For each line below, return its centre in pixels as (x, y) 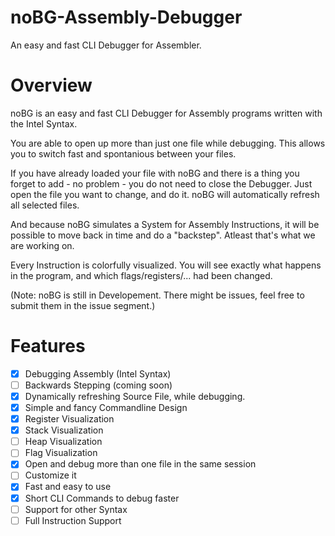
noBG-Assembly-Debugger (126, 17)
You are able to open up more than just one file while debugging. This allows (168, 143)
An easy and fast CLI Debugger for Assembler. (106, 45)
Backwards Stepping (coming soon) (98, 385)
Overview (51, 85)
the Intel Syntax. (44, 123)
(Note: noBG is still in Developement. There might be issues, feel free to (157, 295)
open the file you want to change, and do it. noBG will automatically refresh (165, 194)
